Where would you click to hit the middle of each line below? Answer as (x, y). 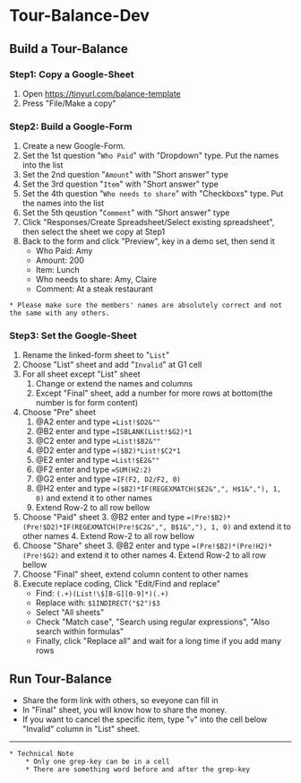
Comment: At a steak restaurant (95, 289)
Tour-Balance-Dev (80, 16)
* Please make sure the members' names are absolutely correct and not (146, 306)
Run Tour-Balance (60, 679)
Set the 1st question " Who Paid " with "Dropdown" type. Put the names (150, 156)
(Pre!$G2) (41, 556)
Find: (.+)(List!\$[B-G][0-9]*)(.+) (102, 594)
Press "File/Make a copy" (69, 103)
